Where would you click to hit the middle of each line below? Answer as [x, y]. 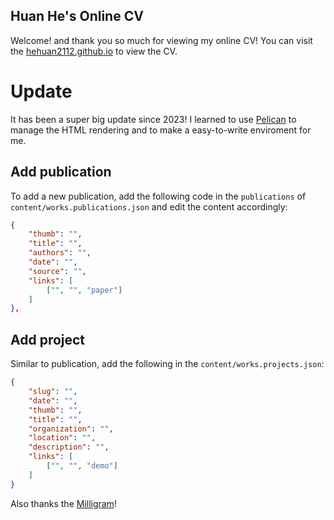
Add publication [61, 172]
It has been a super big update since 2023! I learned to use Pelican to [153, 119]
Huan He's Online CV [77, 16]
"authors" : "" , [60, 253]
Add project [48, 339]
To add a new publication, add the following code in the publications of [158, 196]
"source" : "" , [57, 271]
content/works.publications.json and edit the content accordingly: [149, 206]
